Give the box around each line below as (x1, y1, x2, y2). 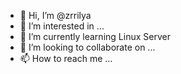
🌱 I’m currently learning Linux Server (19, 31, 171, 42)
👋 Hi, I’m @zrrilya (19, 10, 92, 21)
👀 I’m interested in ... (19, 20, 105, 32)
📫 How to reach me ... (19, 53, 113, 64)
